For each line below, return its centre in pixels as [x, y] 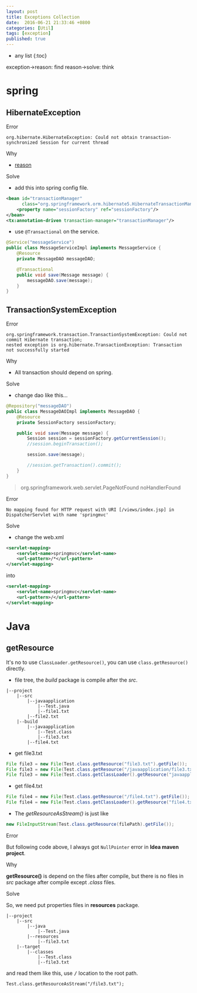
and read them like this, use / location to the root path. [72, 973]
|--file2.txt [43, 716]
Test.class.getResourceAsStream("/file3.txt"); [65, 984]
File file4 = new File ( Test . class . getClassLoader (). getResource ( [87, 802]
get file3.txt [28, 753]
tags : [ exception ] [28, 34]
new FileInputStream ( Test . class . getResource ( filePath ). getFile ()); [90, 825]
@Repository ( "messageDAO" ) [39, 406]
